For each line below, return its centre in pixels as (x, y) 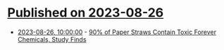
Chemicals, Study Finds (52, 39)
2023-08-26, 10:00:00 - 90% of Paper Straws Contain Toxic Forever (117, 32)
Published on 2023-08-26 (86, 13)
